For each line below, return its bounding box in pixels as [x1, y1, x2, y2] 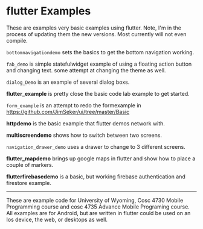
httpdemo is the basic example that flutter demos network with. [6, 119, 165, 127]
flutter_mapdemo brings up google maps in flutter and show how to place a [6, 155, 196, 162]
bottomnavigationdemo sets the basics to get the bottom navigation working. [6, 48, 195, 55]
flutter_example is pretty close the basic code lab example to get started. [6, 90, 190, 97]
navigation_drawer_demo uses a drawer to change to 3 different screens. [6, 143, 185, 150]
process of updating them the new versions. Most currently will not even [6, 30, 187, 37]
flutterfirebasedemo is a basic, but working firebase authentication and [6, 173, 185, 180]
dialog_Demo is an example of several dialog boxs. [6, 78, 130, 86]
